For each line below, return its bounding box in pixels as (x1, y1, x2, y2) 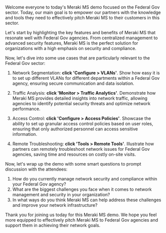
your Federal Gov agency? (12, 181, 66, 187)
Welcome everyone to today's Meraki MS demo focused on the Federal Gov (5, 4, 160, 10)
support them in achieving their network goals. (5, 223, 101, 228)
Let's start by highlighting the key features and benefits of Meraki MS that (5, 30, 156, 35)
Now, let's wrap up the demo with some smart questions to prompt (5, 161, 141, 167)
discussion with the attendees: (5, 166, 68, 172)
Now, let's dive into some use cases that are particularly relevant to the (5, 55, 150, 61)
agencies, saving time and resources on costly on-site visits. (12, 151, 136, 157)
